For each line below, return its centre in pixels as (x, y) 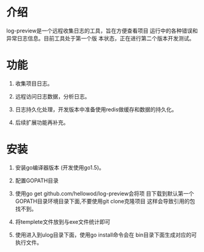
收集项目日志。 (34, 83)
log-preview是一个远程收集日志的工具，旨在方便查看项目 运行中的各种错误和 (102, 31)
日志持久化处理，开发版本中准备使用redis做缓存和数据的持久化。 (96, 109)
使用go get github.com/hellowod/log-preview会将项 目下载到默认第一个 (104, 193)
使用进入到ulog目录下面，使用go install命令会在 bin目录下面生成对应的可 (106, 235)
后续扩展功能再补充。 (42, 122)
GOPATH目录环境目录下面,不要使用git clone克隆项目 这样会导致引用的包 (105, 201)
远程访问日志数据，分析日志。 (52, 96)
